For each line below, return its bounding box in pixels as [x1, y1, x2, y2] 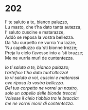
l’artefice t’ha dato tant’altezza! [5, 69, 69, 75]
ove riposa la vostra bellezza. [5, 79, 65, 85]
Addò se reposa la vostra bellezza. [5, 34, 74, 40]
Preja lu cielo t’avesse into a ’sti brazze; [5, 49, 84, 56]
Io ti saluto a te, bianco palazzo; [5, 64, 70, 70]
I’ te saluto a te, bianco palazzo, [5, 19, 69, 25]
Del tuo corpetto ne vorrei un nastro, [5, 85, 78, 91]
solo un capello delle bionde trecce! [5, 90, 77, 96]
